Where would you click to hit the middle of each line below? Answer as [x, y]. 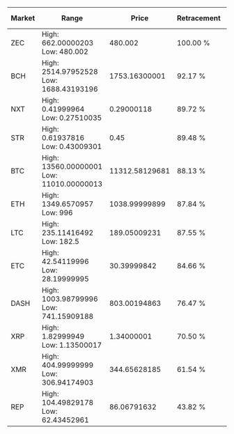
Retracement [198, 18]
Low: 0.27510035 [72, 118]
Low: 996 [57, 213]
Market [23, 18]
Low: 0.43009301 [72, 147]
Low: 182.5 [61, 241]
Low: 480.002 [65, 52]
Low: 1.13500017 [72, 345]
